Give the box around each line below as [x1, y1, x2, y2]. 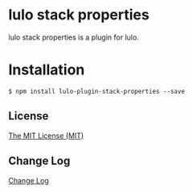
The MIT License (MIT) [8, 131, 84, 141]
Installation [8, 61, 85, 79]
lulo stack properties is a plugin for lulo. [8, 32, 139, 42]
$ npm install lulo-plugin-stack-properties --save [8, 87, 185, 95]
